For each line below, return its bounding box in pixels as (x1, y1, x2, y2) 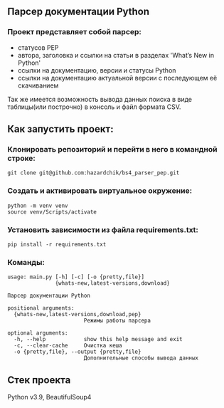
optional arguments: (7, 330, 69, 337)
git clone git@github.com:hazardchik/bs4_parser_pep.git (7, 169, 180, 177)
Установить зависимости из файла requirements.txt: (7, 224, 199, 234)
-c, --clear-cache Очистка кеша (14, 342, 122, 350)
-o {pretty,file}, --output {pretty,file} (14, 348, 142, 355)
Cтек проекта (7, 374, 71, 386)
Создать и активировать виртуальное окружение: (7, 186, 193, 196)
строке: (7, 153, 36, 163)
